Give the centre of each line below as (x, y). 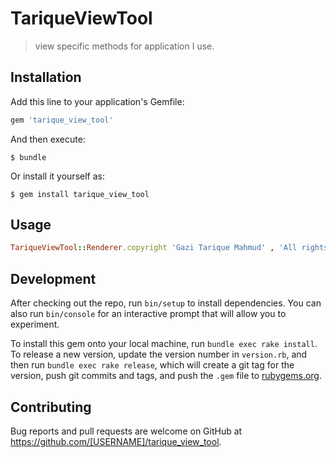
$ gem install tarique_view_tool (80, 194)
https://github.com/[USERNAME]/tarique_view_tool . (116, 441)
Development (53, 278)
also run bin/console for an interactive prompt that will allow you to (148, 314)
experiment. (35, 324)
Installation (46, 77)
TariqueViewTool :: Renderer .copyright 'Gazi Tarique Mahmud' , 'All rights (169, 248)
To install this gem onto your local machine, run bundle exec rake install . (164, 344)
